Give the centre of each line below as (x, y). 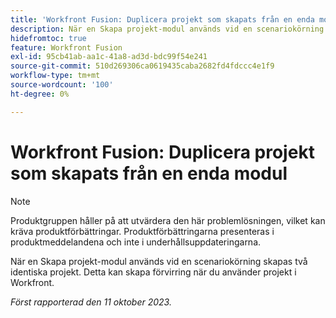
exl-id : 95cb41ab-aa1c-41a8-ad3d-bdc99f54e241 (109, 57)
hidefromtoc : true (48, 38)
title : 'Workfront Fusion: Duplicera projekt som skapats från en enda (162, 19)
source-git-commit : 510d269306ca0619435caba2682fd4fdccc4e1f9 (142, 66)
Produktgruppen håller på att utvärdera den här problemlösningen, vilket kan (168, 220)
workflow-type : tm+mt (55, 76)
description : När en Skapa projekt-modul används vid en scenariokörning (167, 29)
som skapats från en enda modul (149, 173)
